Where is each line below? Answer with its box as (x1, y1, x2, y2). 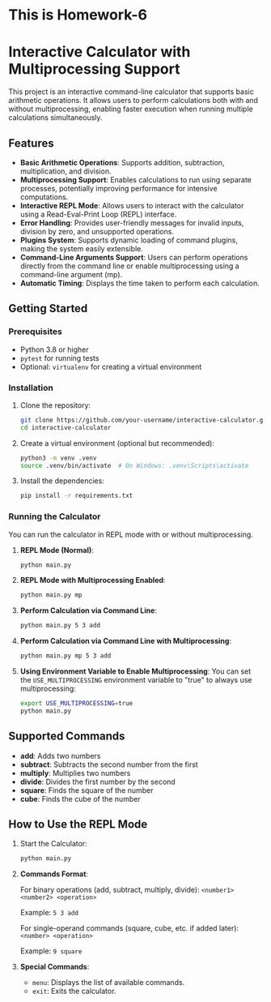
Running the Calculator (8, 511, 101, 522)
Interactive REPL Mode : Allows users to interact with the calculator (19, 200, 244, 210)
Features (8, 136, 54, 150)
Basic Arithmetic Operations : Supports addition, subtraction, (19, 157, 225, 167)
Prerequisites (8, 326, 62, 337)
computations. (19, 192, 69, 202)
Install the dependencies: (19, 476, 105, 486)
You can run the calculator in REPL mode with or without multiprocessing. (8, 529, 253, 539)
